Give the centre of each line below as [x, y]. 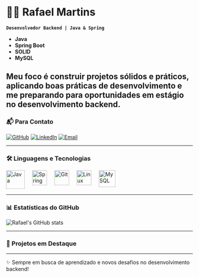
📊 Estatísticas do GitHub [43, 207]
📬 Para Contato [30, 122]
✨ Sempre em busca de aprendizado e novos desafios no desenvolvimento [98, 262]
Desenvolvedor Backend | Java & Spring [55, 28]
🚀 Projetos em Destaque [41, 244]
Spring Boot [30, 45]
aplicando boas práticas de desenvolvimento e [94, 86]
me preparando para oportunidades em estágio [95, 95]
